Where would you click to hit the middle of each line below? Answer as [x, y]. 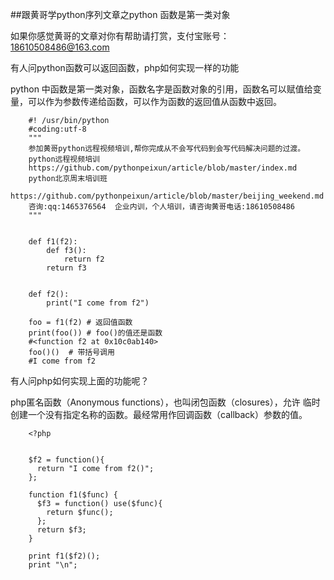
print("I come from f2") [98, 303]
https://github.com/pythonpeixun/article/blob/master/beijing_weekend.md [167, 196]
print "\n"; [53, 565]
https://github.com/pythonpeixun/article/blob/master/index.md [163, 168]
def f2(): [49, 294]
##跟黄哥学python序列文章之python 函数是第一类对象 [120, 14]
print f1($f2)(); [64, 556]
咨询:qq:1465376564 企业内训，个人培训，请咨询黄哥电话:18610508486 [162, 207]
